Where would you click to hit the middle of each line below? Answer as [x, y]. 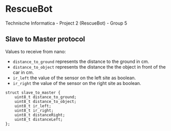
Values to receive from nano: [36, 51]
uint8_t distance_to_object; [46, 101]
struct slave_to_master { [33, 93]
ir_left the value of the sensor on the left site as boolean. [74, 78]
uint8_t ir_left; [33, 106]
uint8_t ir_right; [34, 111]
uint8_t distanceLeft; [39, 119]
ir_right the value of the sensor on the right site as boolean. [77, 83]
